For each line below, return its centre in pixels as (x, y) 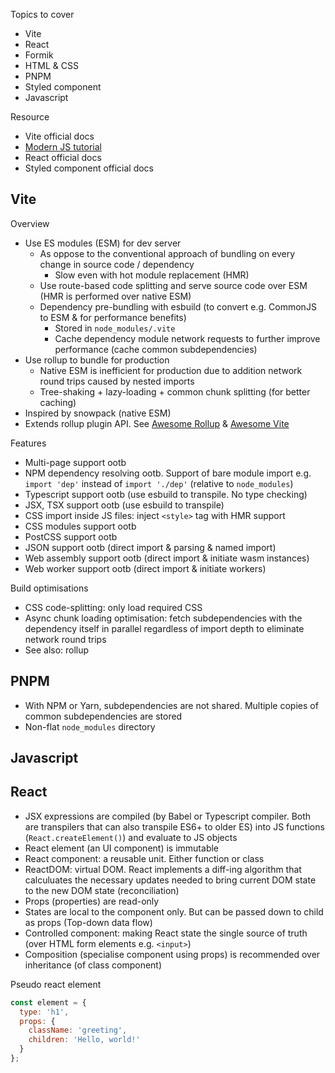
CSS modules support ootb (80, 526)
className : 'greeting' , (78, 1030)
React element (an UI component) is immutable (121, 848)
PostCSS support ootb (71, 536)
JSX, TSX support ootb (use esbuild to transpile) (124, 505)
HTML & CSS (51, 65)
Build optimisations (49, 588)
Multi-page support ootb (75, 462)
